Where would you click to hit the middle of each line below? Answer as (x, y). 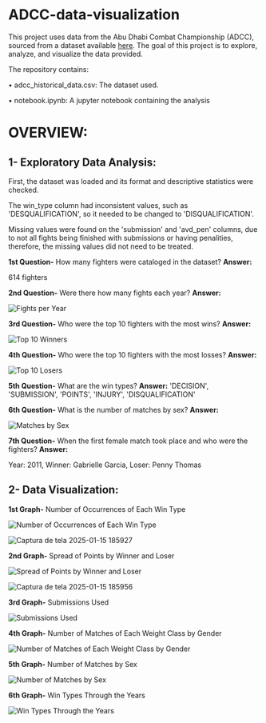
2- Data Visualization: (64, 490)
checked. (24, 190)
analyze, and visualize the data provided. (75, 54)
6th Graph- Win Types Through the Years (77, 695)
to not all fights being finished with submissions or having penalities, (121, 238)
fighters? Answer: (38, 449)
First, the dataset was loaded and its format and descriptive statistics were (131, 181)
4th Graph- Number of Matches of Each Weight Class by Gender (115, 633)
